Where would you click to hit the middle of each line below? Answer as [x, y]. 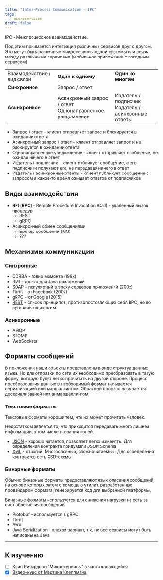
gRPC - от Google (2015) [37, 297]
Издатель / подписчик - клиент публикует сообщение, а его [74, 163]
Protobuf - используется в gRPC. [46, 514]
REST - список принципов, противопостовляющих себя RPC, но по [81, 302]
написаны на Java [31, 535]
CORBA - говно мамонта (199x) [44, 276]
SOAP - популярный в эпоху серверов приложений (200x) [73, 287]
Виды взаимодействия [42, 194]
